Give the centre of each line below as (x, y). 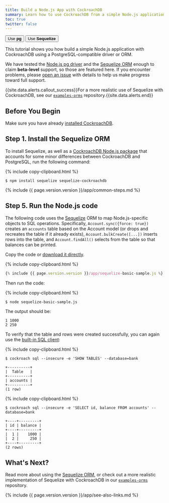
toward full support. (26, 80)
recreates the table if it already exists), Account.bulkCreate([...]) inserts (81, 234)
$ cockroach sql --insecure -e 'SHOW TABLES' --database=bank (72, 358)
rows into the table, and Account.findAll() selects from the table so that (80, 239)
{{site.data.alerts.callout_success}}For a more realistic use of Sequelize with (84, 90)
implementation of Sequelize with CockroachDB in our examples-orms (77, 480)
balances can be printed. (31, 245)
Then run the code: (25, 283)
